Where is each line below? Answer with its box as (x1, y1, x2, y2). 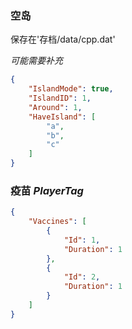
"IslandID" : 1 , (28, 93, 92, 104)
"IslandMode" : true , (28, 84, 114, 94)
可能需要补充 (10, 55, 63, 67)
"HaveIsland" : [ (28, 112, 97, 122)
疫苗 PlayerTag (10, 183, 84, 197)
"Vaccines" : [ (28, 217, 87, 227)
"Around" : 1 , (28, 102, 83, 112)
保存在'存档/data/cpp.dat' (10, 33, 116, 46)
